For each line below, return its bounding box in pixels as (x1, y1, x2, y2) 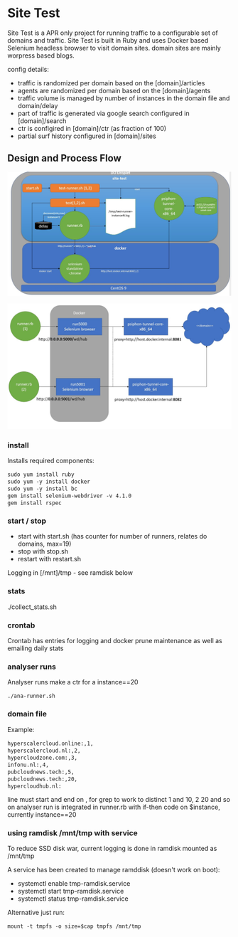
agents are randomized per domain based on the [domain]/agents (17, 86, 211, 95)
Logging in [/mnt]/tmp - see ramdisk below (7, 568, 134, 577)
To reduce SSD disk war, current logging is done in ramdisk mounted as (7, 844, 217, 852)
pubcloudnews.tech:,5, (7, 768, 75, 775)
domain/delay (17, 101, 58, 110)
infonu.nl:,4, (7, 761, 50, 768)
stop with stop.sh (17, 547, 69, 556)
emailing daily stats (7, 644, 64, 652)
